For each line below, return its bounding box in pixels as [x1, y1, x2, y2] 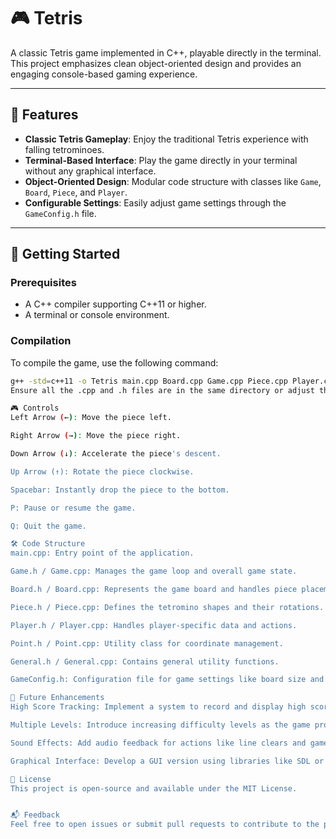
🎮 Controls [10, 403, 60, 414]
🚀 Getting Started [10, 246, 121, 263]
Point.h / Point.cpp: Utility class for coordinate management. [10, 638, 284, 649]
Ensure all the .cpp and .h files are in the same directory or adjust [10, 385, 315, 395]
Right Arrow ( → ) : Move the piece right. [10, 431, 182, 441]
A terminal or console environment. [24, 309, 170, 321]
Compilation [10, 334, 72, 348]
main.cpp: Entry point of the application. [10, 548, 195, 559]
